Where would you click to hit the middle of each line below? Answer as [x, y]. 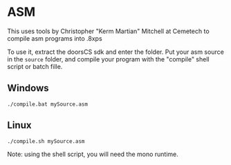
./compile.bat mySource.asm [48, 104]
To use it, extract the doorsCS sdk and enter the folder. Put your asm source [116, 52]
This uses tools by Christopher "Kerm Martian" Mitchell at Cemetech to [108, 31]
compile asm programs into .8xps [55, 38]
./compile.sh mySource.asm [46, 141]
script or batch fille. [35, 66]
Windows [28, 88]
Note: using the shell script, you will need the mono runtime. [93, 154]
